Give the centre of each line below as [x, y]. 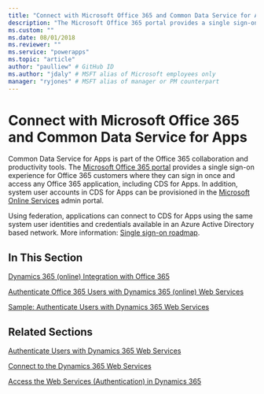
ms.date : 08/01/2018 [42, 37]
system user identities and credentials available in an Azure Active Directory [131, 225]
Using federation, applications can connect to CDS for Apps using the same [130, 216]
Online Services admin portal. [56, 201]
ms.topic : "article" [42, 60]
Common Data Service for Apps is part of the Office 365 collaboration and [128, 159]
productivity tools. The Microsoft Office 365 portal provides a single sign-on [132, 167]
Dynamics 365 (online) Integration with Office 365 [89, 277]
